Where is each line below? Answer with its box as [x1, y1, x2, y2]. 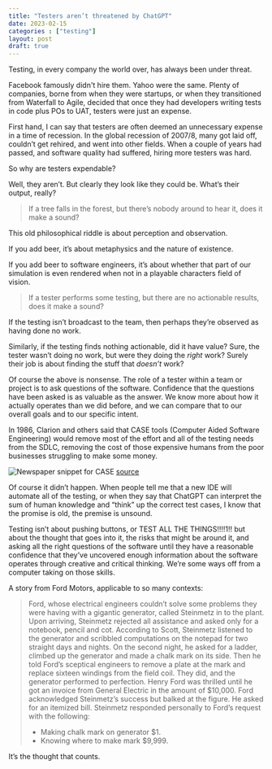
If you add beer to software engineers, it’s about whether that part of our [8, 260, 252, 269]
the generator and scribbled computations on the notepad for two [28, 634, 248, 644]
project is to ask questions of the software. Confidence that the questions [8, 383, 255, 393]
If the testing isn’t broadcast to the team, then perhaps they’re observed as [8, 317, 259, 327]
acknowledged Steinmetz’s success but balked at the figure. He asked [28, 694, 264, 704]
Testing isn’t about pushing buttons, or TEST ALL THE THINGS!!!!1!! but [8, 524, 246, 534]
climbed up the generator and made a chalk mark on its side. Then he [28, 651, 261, 661]
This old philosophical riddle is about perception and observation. [8, 229, 228, 238]
